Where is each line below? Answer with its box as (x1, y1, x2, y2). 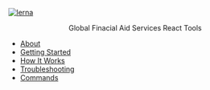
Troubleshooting (19, 64, 75, 74)
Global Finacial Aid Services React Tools (68, 23, 203, 32)
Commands (19, 73, 59, 82)
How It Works (19, 56, 66, 65)
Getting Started (19, 47, 71, 56)
